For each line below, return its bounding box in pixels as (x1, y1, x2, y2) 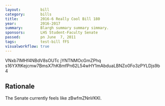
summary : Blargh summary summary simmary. (5, 26, 109, 31)
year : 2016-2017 (5, 21, 61, 26)
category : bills (5, 12, 52, 17)
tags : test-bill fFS (5, 39, 69, 44)
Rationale (5, 82, 35, 91)
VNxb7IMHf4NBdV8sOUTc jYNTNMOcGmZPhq (5, 57, 101, 63)
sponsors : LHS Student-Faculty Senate (5, 30, 98, 35)
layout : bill (5, 7, 50, 12)
